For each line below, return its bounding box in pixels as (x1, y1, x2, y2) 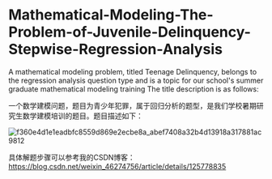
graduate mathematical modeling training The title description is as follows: (8, 83, 259, 94)
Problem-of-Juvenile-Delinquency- (8, 23, 251, 41)
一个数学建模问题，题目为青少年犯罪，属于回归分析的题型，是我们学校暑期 (8, 100, 257, 110)
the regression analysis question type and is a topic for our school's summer (8, 75, 264, 85)
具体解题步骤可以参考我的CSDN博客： (8, 152, 135, 162)
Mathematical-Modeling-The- (8, 6, 214, 24)
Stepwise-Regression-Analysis (8, 40, 223, 58)
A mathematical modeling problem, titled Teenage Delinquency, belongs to (8, 66, 257, 76)
